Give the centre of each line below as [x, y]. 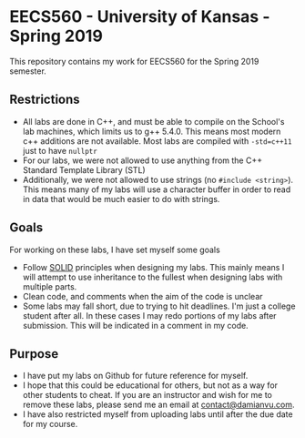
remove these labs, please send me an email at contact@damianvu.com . [158, 405]
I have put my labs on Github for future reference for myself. [135, 376]
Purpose [34, 354]
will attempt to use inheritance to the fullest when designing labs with [152, 277]
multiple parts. [50, 286]
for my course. [50, 424]
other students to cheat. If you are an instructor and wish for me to [147, 395]
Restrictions [45, 100]
